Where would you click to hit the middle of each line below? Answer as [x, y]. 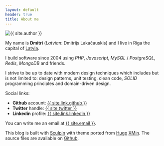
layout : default [22, 10]
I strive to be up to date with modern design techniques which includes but [82, 73]
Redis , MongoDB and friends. [35, 63]
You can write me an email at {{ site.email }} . [51, 123]
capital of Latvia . [22, 48]
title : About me [22, 19]
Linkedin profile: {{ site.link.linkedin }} [51, 113]
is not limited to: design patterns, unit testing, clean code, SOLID [71, 78]
